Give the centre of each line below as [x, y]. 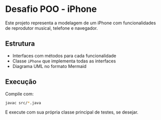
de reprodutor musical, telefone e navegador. [52, 28]
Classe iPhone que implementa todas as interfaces [64, 61]
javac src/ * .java [23, 103]
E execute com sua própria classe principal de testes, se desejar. [72, 112]
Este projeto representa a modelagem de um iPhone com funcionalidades [80, 23]
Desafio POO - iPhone [51, 9]
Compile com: [19, 94]
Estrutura [20, 44]
